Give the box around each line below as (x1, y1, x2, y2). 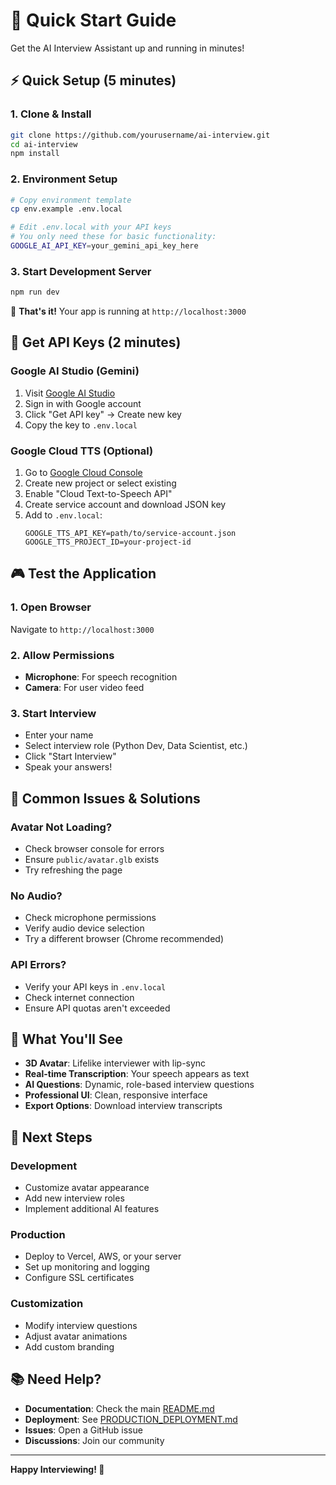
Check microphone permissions (24, 912, 157, 924)
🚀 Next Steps (10, 1129, 93, 1146)
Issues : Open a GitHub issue (24, 1424, 143, 1436)
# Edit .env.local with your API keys (10, 222, 172, 233)
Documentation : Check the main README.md (24, 1402, 215, 1414)
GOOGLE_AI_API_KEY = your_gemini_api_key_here (10, 241, 199, 251)
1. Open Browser (10, 600, 92, 614)
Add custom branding (24, 1340, 115, 1353)
